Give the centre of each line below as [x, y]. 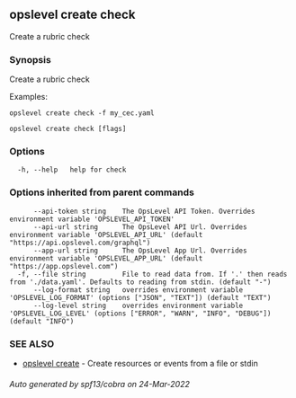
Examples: [28, 97]
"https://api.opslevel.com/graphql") [80, 243]
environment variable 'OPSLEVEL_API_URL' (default [106, 234]
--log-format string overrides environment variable [138, 290]
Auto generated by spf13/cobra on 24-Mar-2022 [100, 384]
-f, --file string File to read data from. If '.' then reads [152, 274]
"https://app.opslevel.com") [64, 266]
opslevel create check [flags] [68, 129]
